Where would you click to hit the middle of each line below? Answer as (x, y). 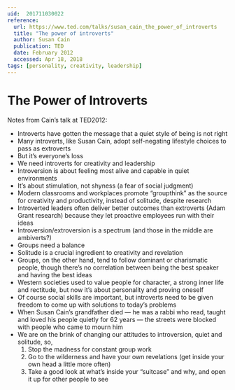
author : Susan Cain (42, 40)
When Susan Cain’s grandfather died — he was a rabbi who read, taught (121, 312)
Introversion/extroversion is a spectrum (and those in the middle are (115, 230)
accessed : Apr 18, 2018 (48, 60)
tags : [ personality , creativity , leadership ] (74, 66)
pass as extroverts (44, 148)
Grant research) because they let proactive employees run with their (116, 215)
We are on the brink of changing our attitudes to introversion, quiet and (120, 334)
